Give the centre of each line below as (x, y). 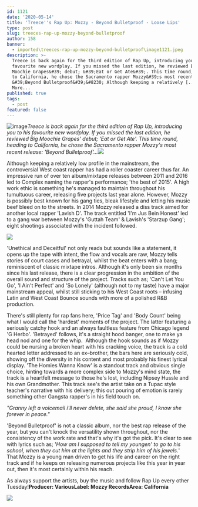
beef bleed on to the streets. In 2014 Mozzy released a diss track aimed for (98, 207)
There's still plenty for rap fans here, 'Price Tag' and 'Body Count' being (94, 316)
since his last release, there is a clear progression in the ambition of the (93, 273)
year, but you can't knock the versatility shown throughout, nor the (87, 432)
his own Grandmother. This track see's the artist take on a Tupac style (91, 384)
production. (21, 304)
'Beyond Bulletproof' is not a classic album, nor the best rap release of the (96, 425)
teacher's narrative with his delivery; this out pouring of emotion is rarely (95, 390)
